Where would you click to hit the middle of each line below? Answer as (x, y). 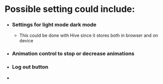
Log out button (30, 67)
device (26, 41)
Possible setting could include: (70, 9)
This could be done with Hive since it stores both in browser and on (88, 35)
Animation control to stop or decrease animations (73, 54)
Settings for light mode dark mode (54, 25)
